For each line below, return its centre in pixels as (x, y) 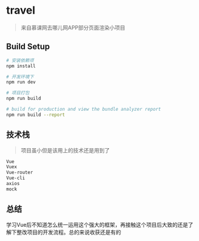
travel (21, 10)
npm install (21, 66)
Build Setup (28, 47)
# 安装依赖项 (20, 60)
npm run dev (21, 82)
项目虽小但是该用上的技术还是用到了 (65, 150)
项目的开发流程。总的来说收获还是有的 (74, 232)
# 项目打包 (18, 93)
